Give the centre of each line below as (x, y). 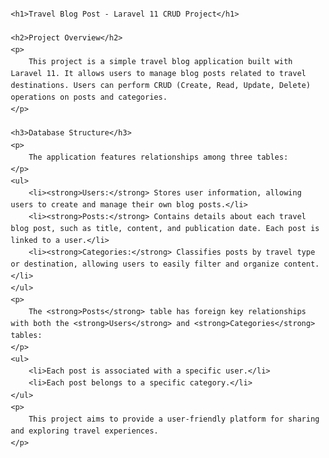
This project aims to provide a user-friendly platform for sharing (174, 419)
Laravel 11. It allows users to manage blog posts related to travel (158, 74)
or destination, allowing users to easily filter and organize (145, 264)
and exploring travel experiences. (84, 431)
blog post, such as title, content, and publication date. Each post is (165, 228)
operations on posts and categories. (89, 97)
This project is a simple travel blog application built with (161, 62)
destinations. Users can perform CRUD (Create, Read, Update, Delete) (160, 86)
